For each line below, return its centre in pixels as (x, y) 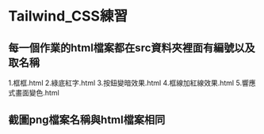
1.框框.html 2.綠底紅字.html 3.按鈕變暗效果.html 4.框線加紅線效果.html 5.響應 (132, 83)
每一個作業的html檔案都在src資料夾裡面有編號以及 (132, 48)
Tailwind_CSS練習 (68, 16)
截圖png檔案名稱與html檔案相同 (87, 120)
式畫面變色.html (34, 93)
